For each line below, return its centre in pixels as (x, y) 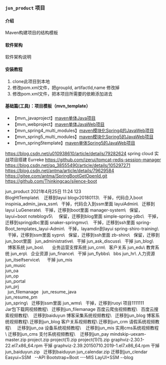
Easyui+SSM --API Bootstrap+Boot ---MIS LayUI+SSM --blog (69, 357)
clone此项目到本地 (31, 81)
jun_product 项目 (25, 7)
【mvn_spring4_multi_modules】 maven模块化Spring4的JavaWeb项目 (83, 130)
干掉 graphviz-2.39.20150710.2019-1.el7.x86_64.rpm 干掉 (102, 345)
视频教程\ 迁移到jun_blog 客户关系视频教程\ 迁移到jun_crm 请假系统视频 (82, 321)
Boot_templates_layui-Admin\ (35, 228)
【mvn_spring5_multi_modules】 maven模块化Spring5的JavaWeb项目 (83, 137)
